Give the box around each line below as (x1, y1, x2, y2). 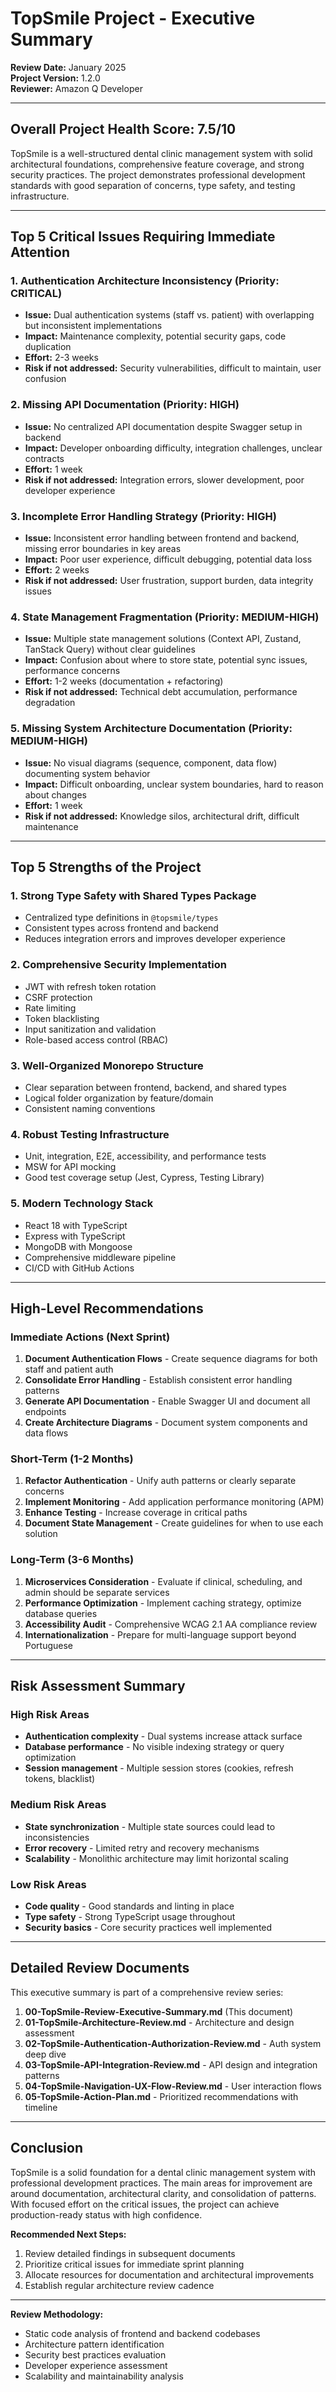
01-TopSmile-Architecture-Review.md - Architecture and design (24, 2016, 295, 2028)
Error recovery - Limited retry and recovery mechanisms (24, 1842, 260, 1854)
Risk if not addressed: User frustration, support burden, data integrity (24, 575, 314, 587)
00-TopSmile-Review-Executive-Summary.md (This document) (24, 2005, 294, 2017)
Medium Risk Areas (10, 1798, 107, 1812)
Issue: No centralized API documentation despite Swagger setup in (24, 420, 303, 432)
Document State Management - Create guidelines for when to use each (24, 1517, 324, 1529)
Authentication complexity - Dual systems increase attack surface (24, 1730, 303, 1742)
